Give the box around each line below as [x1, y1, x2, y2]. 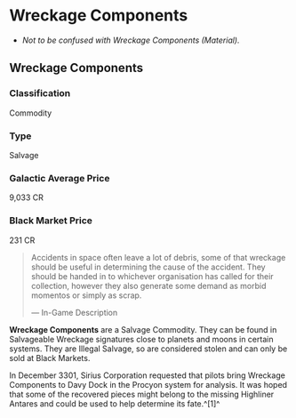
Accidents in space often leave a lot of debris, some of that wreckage [30, 252, 286, 262]
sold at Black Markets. [9, 352, 91, 363]
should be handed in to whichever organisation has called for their [30, 270, 274, 281]
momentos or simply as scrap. [30, 290, 142, 301]
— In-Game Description [30, 307, 118, 318]
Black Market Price [9, 214, 93, 227]
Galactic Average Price [9, 172, 110, 184]
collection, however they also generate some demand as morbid [30, 280, 267, 291]
